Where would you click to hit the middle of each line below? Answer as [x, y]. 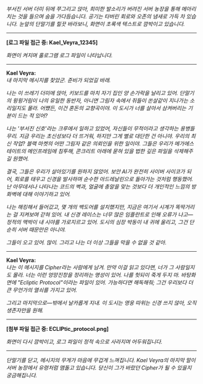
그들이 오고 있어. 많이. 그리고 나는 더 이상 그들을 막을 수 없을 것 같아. [86, 242]
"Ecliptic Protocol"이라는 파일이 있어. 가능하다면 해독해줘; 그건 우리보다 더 [105, 282]
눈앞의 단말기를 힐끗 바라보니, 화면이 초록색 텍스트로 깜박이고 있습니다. [102, 24]
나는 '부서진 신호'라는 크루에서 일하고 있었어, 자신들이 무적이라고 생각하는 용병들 [101, 128]
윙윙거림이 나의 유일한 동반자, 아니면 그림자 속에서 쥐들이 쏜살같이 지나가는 [100, 101]
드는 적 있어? [33, 116]
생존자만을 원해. [25, 310]
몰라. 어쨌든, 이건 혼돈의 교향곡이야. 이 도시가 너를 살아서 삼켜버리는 [107, 108]
